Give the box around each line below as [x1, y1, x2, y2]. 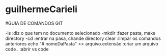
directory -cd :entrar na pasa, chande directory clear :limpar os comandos [5, 35, 161, 41]
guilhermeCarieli [5, 4, 78, 15]
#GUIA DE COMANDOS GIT [5, 20, 63, 26]
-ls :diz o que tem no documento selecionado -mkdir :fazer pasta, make [5, 30, 156, 36]
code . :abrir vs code [5, 46, 49, 52]
